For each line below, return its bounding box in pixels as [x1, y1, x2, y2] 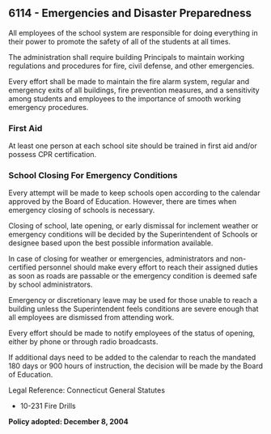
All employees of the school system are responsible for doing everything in [8, 28, 258, 37]
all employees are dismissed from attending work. [8, 313, 175, 322]
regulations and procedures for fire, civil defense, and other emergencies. [8, 61, 255, 70]
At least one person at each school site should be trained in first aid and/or [8, 141, 257, 151]
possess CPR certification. [8, 150, 97, 160]
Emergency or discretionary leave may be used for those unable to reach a [8, 296, 257, 305]
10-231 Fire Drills [19, 401, 76, 411]
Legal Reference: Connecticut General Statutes [8, 385, 166, 395]
